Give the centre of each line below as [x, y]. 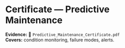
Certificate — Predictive [58, 9]
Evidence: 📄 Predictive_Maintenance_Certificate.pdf [62, 34]
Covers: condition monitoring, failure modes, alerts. [60, 40]
